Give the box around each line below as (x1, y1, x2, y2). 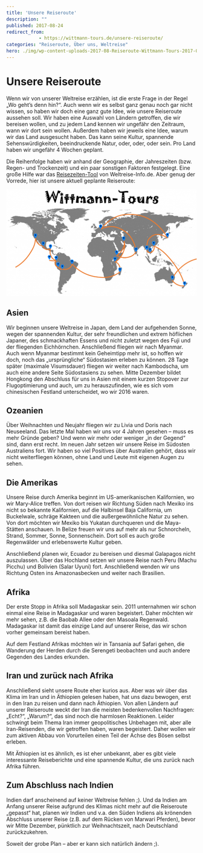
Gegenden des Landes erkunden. (6, 653, 89, 661)
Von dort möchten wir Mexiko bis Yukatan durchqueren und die (6, 520, 164, 527)
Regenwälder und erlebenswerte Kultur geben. (6, 538, 123, 546)
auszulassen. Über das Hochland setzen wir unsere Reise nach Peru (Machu (6, 556, 197, 564)
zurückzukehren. (6, 828, 48, 835)
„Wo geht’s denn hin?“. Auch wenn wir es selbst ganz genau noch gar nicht (6, 101, 193, 108)
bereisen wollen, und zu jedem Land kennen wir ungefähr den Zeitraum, (6, 120, 185, 127)
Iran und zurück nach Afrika (6, 671, 114, 681)
